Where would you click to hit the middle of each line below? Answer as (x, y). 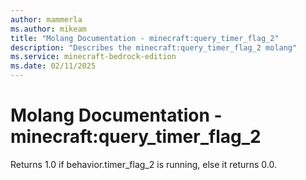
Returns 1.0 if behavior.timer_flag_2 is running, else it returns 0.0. (144, 164)
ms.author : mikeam (48, 29)
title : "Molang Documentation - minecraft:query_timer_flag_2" (145, 38)
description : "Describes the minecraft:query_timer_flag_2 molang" (154, 47)
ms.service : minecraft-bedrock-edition (93, 57)
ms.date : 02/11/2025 (53, 66)
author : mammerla (46, 19)
